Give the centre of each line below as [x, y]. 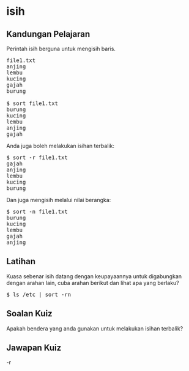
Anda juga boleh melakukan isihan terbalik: [61, 146]
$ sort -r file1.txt [37, 158]
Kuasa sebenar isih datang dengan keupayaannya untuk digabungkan [94, 276]
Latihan [21, 261]
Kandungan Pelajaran [48, 34]
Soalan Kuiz [30, 314]
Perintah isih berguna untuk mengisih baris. [61, 49]
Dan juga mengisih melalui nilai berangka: [59, 200]
